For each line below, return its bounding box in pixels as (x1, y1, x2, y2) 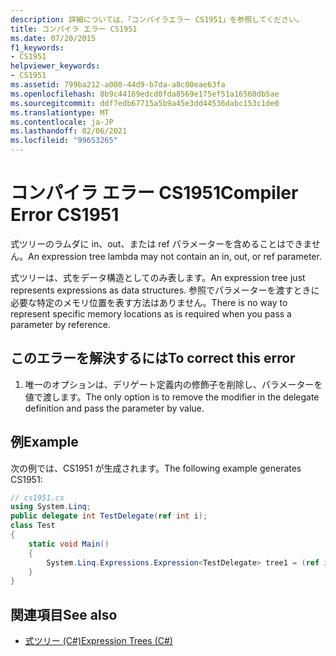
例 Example (10, 434, 79, 451)
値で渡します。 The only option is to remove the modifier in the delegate (24, 391, 320, 403)
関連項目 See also (10, 606, 118, 623)
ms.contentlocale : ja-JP (10, 117, 114, 127)
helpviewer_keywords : (10, 61, 101, 71)
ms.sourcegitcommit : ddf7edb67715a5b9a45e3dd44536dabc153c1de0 (10, 98, 280, 108)
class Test (10, 521, 56, 531)
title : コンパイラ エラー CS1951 (10, 24, 138, 34)
